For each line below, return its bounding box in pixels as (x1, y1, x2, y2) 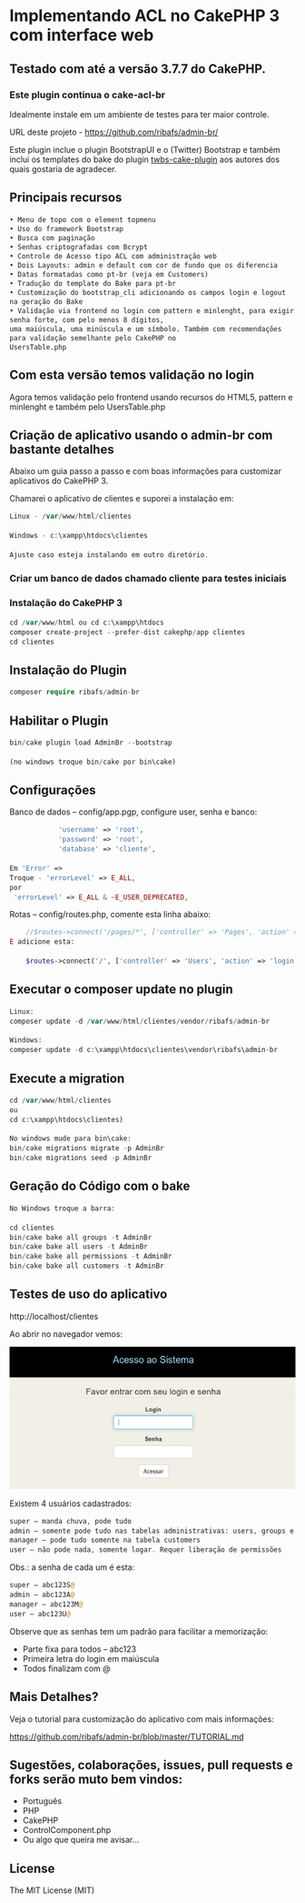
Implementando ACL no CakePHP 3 (9, 5, 280, 26)
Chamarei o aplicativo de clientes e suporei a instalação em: (9, 493, 234, 504)
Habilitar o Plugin (9, 713, 109, 728)
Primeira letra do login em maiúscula (22, 1653, 160, 1664)
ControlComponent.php (22, 1825, 112, 1836)
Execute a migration (9, 1070, 125, 1086)
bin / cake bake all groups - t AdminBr (9, 1232, 152, 1242)
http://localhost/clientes (9, 1311, 99, 1321)
